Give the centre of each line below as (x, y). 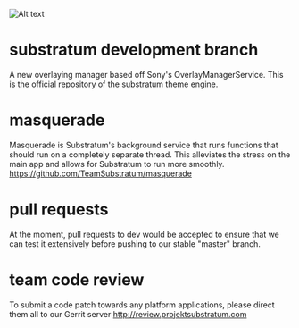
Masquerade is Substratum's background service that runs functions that (144, 145)
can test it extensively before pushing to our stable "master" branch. (135, 244)
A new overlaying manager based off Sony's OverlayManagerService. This (146, 74)
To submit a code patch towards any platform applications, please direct (142, 305)
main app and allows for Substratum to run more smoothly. (117, 164)
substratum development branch (134, 50)
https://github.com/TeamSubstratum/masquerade (100, 173)
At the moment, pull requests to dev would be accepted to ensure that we (144, 234)
